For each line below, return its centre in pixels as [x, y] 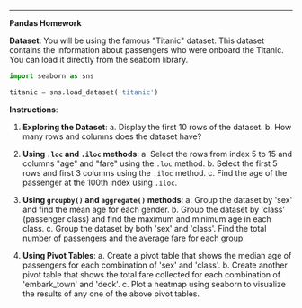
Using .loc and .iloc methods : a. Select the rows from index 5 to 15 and [157, 154]
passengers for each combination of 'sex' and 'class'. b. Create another [155, 265]
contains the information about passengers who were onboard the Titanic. [147, 50]
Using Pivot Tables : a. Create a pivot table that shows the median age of [157, 255]
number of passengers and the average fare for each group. [133, 238]
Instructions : [34, 110]
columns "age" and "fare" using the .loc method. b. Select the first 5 [150, 163]
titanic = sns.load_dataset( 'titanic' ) [84, 92]
